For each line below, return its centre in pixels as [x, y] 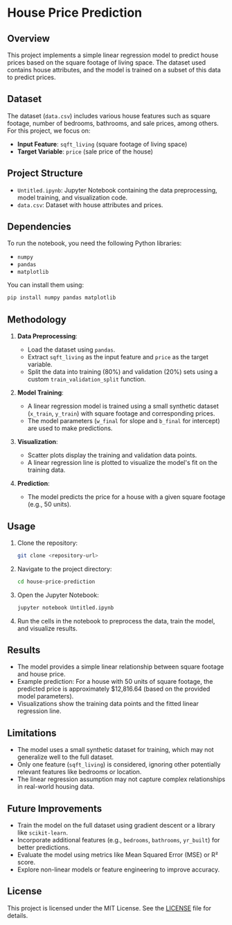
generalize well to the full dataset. [65, 757]
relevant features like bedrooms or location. [79, 772]
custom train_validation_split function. [87, 379]
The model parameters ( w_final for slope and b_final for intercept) [124, 421]
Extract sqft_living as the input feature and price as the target [118, 357]
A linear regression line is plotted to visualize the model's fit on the [123, 463]
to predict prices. [32, 77]
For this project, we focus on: [49, 131]
